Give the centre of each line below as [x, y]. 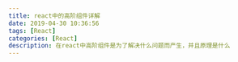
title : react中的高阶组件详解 [55, 16]
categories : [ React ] [43, 38]
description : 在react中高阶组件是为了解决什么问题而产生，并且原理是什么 [119, 46]
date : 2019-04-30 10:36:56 [54, 23]
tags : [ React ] [32, 31]
